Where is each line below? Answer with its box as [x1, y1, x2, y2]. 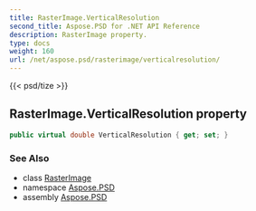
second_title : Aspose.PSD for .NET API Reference [9, 22, 201, 31]
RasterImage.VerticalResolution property [9, 106, 247, 122]
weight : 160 [9, 47, 54, 56]
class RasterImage [22, 172, 92, 183]
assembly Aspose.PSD [22, 191, 108, 202]
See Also [9, 151, 50, 164]
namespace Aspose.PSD [22, 182, 116, 193]
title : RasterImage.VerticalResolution [9, 13, 160, 23]
